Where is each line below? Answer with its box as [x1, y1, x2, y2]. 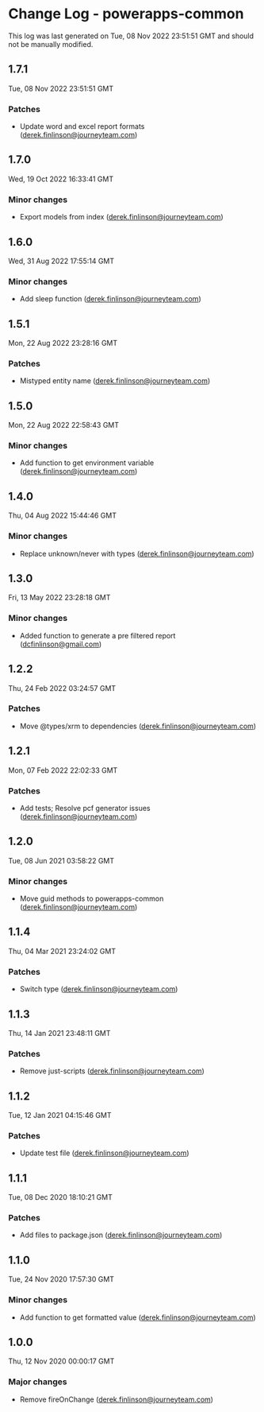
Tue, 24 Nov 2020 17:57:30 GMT [8, 1274, 115, 1284]
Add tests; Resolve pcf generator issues [19, 803, 151, 813]
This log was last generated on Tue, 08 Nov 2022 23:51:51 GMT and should [8, 31, 254, 41]
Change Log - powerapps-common [8, 5, 244, 23]
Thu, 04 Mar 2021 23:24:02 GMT [8, 946, 117, 956]
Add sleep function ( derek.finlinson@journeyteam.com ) [19, 294, 201, 304]
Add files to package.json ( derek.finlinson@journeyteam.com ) [19, 1230, 223, 1240]
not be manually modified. [8, 39, 94, 48]
